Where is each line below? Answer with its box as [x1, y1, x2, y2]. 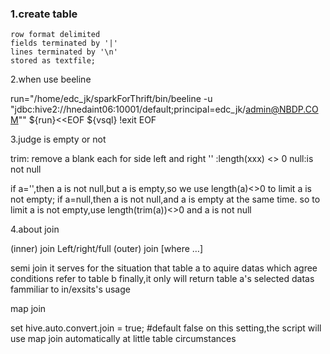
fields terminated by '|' [10, 38, 118, 49]
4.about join [10, 223, 60, 236]
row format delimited [10, 30, 101, 40]
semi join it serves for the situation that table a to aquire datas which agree [10, 262, 318, 274]
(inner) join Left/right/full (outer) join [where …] [10, 243, 204, 255]
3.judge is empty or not [10, 133, 107, 146]
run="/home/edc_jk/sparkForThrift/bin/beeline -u [10, 93, 213, 105]
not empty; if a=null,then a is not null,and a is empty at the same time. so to [10, 193, 321, 206]
